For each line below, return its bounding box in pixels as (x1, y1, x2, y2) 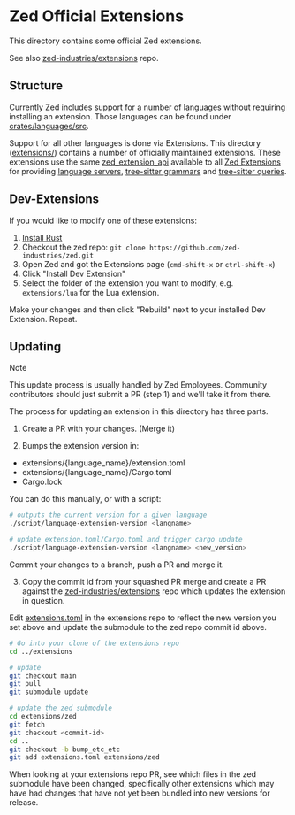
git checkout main (9, 671, 77, 680)
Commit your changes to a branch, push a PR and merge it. (9, 559, 224, 570)
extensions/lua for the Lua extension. (21, 287, 160, 297)
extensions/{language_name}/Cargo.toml (21, 467, 172, 478)
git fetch (9, 719, 46, 729)
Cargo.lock (21, 476, 63, 488)
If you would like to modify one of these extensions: (9, 215, 197, 226)
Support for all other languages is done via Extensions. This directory (9, 137, 261, 148)
